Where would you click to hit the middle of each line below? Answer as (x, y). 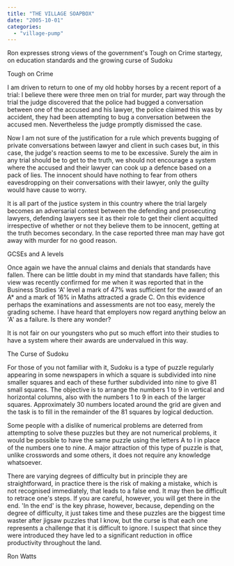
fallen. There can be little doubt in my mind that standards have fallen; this (114, 275)
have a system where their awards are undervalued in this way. (98, 341)
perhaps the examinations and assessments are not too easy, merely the (111, 305)
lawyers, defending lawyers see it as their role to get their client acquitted (112, 218)
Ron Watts (22, 556)
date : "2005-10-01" (36, 20)
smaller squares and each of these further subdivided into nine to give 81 (112, 382)
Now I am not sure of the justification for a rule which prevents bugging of (113, 138)
